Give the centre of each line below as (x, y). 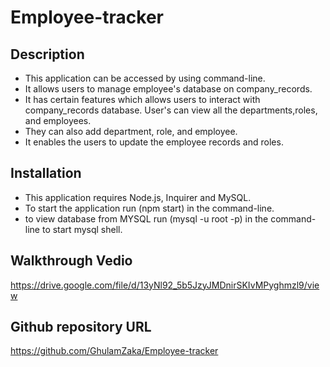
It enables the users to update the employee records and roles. (154, 142)
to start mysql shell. (82, 229)
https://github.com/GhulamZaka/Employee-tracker (114, 351)
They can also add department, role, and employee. (131, 131)
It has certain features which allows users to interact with (142, 99)
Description (47, 54)
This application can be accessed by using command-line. (145, 78)
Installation (46, 173)
